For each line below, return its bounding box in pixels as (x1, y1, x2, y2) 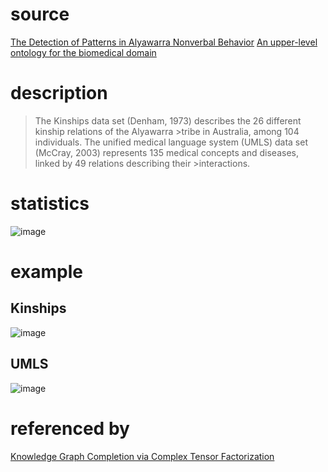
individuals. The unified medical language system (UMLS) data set (34, 136, 308, 148)
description (10, 82, 108, 105)
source (10, 3, 70, 26)
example (10, 261, 84, 283)
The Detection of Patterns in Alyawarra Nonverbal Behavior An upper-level (10, 36, 318, 48)
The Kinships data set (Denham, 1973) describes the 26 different (34, 114, 302, 127)
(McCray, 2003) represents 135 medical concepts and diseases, (34, 146, 299, 158)
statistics (10, 193, 90, 215)
